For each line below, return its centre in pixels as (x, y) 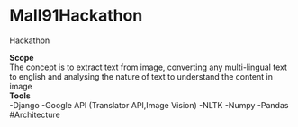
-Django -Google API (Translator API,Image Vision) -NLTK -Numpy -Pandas (149, 105)
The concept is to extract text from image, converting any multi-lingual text (149, 67)
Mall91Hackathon (76, 16)
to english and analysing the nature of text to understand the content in (141, 76)
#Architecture (35, 114)
